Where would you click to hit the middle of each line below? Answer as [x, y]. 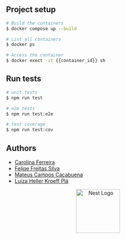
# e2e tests [20, 108]
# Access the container [35, 55]
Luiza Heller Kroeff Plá [41, 180]
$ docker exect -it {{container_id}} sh [56, 61]
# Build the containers [35, 23]
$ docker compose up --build [41, 29]
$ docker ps [20, 45]
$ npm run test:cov [30, 130]
